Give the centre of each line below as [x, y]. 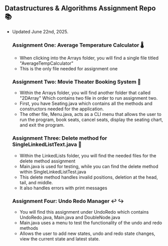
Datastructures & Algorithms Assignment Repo [80, 8]
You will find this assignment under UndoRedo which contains [84, 212]
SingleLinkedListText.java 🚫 [47, 145]
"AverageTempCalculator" [47, 63]
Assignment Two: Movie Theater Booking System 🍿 [76, 82]
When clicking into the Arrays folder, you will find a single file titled [89, 58]
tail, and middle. [36, 182]
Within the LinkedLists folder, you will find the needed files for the [88, 155]
